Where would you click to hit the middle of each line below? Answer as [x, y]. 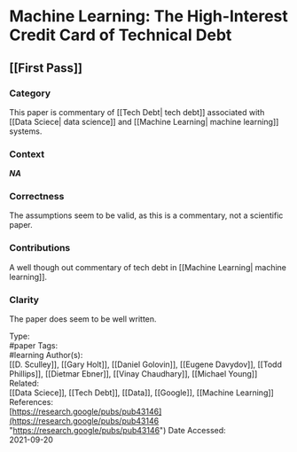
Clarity [24, 300]
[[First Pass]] [46, 68]
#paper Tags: [34, 346]
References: [31, 402]
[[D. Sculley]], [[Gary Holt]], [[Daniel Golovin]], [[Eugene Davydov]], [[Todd [145, 364]
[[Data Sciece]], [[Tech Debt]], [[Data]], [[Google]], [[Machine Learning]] [142, 393]
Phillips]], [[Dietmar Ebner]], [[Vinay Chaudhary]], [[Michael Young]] [133, 374]
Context [27, 154]
